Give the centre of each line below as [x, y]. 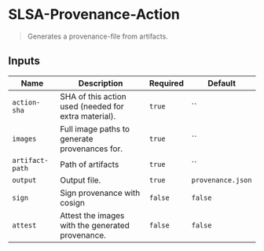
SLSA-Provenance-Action [94, 15]
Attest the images [92, 216]
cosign [72, 202]
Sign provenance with [100, 193]
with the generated [95, 225]
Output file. [81, 180]
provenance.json [222, 180]
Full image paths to [95, 129]
